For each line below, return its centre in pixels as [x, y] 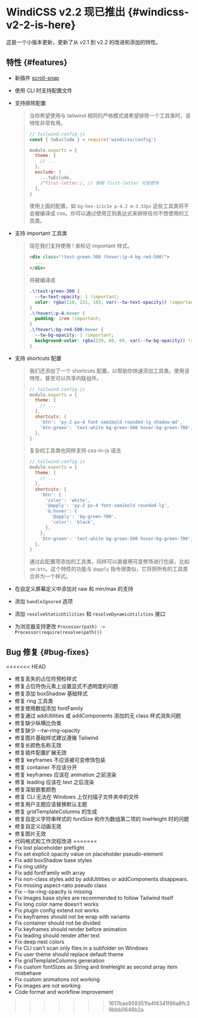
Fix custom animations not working [57, 980]
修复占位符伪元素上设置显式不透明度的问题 [66, 686]
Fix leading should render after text [57, 935]
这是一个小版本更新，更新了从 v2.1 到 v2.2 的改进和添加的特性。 [83, 42]
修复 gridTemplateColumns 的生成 [56, 811]
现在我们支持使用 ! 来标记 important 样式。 [81, 246]
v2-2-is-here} [41, 25]
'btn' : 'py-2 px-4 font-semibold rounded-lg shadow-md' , [111, 422]
